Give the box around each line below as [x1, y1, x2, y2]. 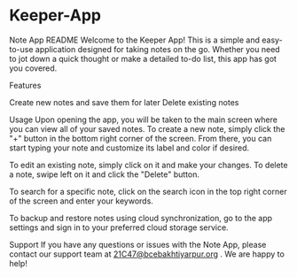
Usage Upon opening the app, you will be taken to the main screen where [9, 114, 277, 125]
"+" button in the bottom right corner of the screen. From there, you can [9, 133, 272, 143]
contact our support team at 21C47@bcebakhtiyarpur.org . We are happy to [9, 249, 285, 259]
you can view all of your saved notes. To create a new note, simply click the [9, 123, 285, 134]
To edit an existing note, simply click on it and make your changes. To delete [9, 159, 288, 170]
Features [9, 80, 42, 90]
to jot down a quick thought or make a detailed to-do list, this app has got [9, 53, 277, 64]
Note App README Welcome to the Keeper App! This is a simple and [9, 35, 260, 45]
